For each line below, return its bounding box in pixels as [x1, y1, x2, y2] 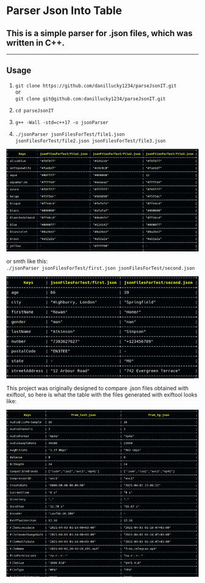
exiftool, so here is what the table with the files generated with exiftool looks [6, 391, 198, 398]
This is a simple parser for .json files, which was [6, 28, 193, 39]
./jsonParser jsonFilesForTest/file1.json [15, 131, 125, 138]
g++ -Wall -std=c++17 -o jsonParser [15, 119, 109, 125]
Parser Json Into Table [6, 4, 123, 18]
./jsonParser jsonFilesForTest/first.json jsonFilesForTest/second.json [6, 265, 195, 271]
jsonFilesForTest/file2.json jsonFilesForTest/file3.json [15, 138, 166, 144]
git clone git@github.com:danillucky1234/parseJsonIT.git [15, 95, 166, 102]
